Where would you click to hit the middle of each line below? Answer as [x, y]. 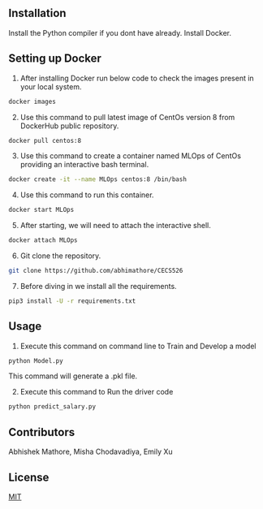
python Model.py [36, 360]
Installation [37, 13]
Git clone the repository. [60, 256]
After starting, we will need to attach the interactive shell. [115, 226]
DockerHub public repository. [69, 126]
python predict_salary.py [52, 407]
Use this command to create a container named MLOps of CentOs [131, 156]
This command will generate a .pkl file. [73, 376]
